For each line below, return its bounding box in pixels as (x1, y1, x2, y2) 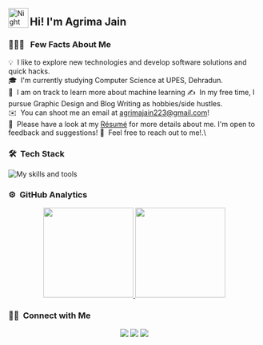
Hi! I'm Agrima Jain (30, 15, 126, 29)
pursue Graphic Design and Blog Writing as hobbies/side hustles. (8, 98, 223, 108)
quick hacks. (8, 66, 50, 76)
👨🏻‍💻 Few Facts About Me (8, 39, 112, 50)
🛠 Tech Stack (8, 148, 66, 159)
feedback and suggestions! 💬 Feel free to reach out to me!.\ (8, 128, 206, 137)
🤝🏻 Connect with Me (8, 310, 91, 321)
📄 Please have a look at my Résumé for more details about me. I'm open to (8, 119, 256, 129)
